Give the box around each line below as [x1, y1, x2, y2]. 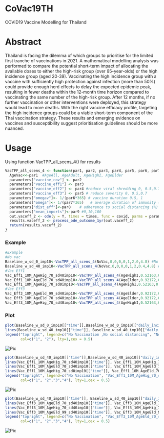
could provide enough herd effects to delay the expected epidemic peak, [5, 84, 152, 90]
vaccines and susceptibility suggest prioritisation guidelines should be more [5, 120, 158, 126]
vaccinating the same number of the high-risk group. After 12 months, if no [5, 94, 156, 100]
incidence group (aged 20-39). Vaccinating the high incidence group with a [5, 73, 157, 79]
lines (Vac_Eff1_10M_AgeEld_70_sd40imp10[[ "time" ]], [5, 364, 112, 369]
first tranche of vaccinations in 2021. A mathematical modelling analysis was [5, 57, 159, 64]
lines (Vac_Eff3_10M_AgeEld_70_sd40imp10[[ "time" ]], [5, 400, 112, 406]
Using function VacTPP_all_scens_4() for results [5, 159, 101, 165]
